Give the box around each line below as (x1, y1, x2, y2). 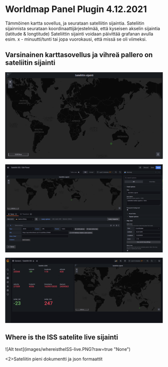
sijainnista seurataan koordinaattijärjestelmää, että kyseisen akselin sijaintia (5, 25, 160, 31)
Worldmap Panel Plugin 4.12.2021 (5, 4, 147, 15)
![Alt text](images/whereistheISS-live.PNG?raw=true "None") (5, 346, 131, 352)
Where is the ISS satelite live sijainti (5, 333, 118, 341)
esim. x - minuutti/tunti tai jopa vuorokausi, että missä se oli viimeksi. (5, 36, 147, 42)
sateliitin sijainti (5, 59, 55, 67)
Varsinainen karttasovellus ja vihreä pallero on (5, 51, 153, 59)
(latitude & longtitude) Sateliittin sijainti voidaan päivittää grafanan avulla (5, 31, 153, 37)
